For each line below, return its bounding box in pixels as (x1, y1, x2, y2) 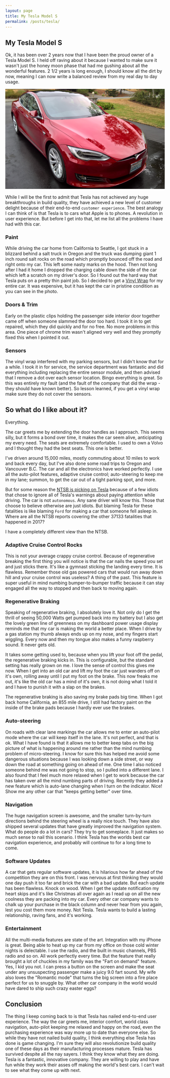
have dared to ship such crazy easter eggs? (5, 985, 97, 991)
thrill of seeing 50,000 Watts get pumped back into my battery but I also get (5, 615, 163, 621)
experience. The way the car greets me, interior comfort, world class (5, 1019, 148, 1025)
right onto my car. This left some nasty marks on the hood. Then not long (5, 262, 158, 268)
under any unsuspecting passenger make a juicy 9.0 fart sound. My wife (5, 969, 156, 975)
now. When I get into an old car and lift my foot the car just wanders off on (5, 668, 160, 674)
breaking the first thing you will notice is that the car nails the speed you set (5, 558, 163, 564)
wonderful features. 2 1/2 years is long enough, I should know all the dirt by (5, 68, 162, 74)
